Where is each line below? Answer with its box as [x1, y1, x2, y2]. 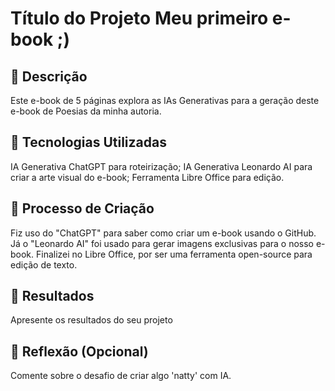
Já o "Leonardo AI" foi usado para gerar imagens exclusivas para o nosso [10, 237, 315, 249]
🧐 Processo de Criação [10, 200, 155, 217]
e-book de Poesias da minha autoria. [10, 105, 162, 117]
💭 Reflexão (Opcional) [10, 343, 149, 360]
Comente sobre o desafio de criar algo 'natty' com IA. [10, 370, 232, 382]
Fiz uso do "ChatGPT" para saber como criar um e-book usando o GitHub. [10, 227, 317, 239]
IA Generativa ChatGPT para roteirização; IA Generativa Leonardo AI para [10, 160, 313, 172]
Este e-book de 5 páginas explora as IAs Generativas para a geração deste [10, 95, 320, 106]
